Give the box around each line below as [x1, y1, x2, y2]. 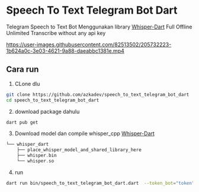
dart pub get [6, 119, 38, 125]
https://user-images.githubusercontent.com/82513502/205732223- [6, 41, 172, 48]
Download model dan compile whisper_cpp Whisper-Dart [14, 130, 155, 137]
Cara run [6, 65, 39, 75]
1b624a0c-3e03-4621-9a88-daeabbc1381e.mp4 [6, 47, 124, 54]
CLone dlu [14, 80, 40, 87]
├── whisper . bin [17, 152, 57, 159]
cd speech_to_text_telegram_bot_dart [6, 97, 99, 103]
